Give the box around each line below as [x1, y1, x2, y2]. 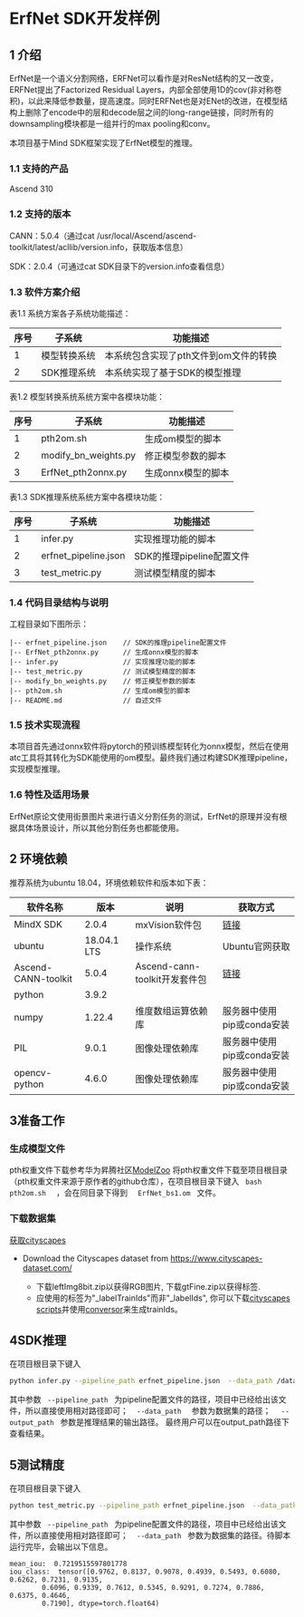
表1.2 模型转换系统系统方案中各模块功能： [9, 391, 166, 402]
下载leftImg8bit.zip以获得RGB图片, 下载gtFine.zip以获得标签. [35, 1281, 261, 1292]
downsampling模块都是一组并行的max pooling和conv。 [9, 119, 215, 129]
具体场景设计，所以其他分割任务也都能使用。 [16, 822, 184, 833]
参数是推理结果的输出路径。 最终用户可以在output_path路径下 [60, 1417, 290, 1428]
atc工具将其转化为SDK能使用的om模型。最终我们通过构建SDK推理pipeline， [9, 752, 292, 763]
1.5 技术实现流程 [9, 719, 81, 731]
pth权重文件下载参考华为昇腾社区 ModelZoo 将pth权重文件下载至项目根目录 [9, 1165, 288, 1176]
